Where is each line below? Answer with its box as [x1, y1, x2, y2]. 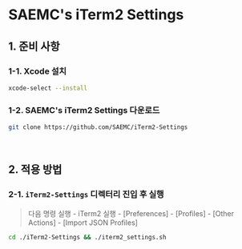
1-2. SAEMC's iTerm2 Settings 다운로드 [8, 104, 160, 115]
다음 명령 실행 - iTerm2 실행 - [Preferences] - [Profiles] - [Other [27, 208, 235, 218]
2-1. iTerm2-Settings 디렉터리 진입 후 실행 [8, 189, 164, 200]
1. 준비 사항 [8, 39, 60, 53]
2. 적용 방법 [8, 163, 63, 177]
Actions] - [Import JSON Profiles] [27, 218, 139, 227]
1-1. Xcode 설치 [8, 66, 67, 77]
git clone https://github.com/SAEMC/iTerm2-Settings [8, 123, 188, 131]
